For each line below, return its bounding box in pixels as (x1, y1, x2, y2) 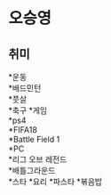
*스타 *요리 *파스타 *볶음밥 (8, 176, 103, 187)
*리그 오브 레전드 (8, 154, 67, 165)
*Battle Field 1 (8, 134, 60, 144)
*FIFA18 (8, 125, 37, 134)
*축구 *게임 (8, 105, 48, 116)
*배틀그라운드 (8, 166, 56, 175)
